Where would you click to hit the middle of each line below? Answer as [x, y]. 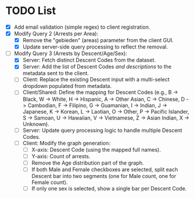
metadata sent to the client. [56, 73]
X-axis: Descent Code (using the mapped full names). [96, 149]
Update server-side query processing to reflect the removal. [95, 47]
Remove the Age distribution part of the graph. [88, 163]
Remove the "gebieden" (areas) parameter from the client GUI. [98, 40]
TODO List [31, 11]
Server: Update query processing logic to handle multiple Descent [102, 130]
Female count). [49, 182]
